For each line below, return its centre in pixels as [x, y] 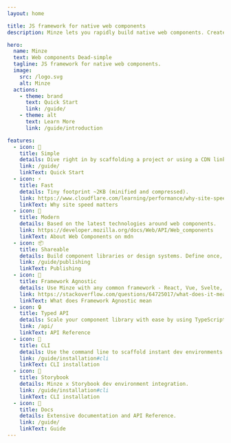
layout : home [26, 13]
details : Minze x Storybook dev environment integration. [104, 384]
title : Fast [36, 185]
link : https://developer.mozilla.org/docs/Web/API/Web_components [117, 230]
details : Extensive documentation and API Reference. [98, 416]
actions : [26, 90]
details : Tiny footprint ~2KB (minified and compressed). [104, 192]
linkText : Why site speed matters [69, 205]
